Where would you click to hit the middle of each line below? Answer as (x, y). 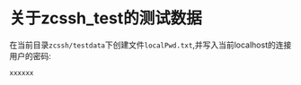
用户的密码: (31, 55)
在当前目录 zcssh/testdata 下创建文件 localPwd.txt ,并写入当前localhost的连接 (150, 45)
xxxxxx (22, 72)
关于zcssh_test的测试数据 (106, 18)
